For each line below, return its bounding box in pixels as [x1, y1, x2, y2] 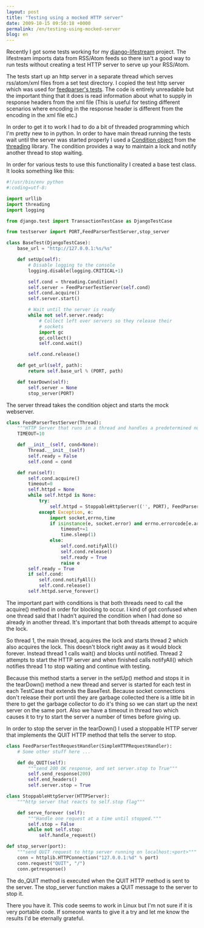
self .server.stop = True [28, 782, 91, 788]
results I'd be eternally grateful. [6, 915, 85, 922]
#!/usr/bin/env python [6, 179, 64, 185]
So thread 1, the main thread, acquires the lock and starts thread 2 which [6, 636, 188, 644]
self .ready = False [28, 453, 78, 459]
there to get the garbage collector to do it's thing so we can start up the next [6, 700, 198, 708]
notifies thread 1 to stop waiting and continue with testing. [6, 663, 151, 670]
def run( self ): [17, 469, 56, 476]
